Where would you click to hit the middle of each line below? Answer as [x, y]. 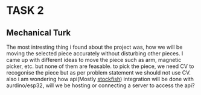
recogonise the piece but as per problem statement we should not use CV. [99, 72]
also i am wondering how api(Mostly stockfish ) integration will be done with [100, 79]
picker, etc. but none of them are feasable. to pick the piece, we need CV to [100, 66]
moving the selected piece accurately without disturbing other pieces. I [95, 54]
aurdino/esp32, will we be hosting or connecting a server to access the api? [101, 85]
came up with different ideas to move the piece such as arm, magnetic [94, 60]
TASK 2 [25, 11]
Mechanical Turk [39, 33]
